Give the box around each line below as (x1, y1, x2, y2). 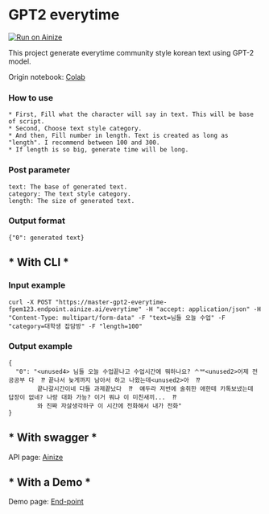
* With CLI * (8, 255, 70, 269)
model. (8, 56, 31, 66)
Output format (8, 215, 66, 226)
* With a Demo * (8, 475, 91, 489)
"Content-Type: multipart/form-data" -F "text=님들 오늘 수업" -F (8, 313, 226, 321)
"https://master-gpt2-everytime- (55, 298, 168, 306)
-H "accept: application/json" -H (145, 305, 262, 313)
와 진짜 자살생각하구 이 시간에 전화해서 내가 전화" (37, 401, 183, 410)
